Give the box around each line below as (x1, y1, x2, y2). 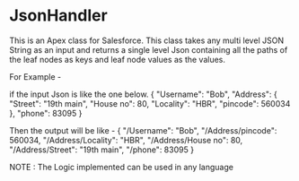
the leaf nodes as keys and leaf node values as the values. (9, 54, 226, 65)
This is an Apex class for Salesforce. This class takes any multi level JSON (9, 35, 285, 46)
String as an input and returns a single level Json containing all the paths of (9, 44, 288, 55)
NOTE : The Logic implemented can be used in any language (9, 161, 233, 172)
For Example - (9, 71, 61, 82)
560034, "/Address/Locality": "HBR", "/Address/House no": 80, (9, 134, 243, 145)
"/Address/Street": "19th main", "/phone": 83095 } (9, 144, 195, 155)
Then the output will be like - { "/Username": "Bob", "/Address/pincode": (9, 125, 277, 135)
